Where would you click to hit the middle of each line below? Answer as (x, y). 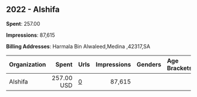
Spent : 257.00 (23, 23)
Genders (149, 64)
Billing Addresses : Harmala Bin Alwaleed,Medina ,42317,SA (78, 46)
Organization (28, 64)
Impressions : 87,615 (31, 35)
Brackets (179, 68)
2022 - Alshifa (33, 10)
